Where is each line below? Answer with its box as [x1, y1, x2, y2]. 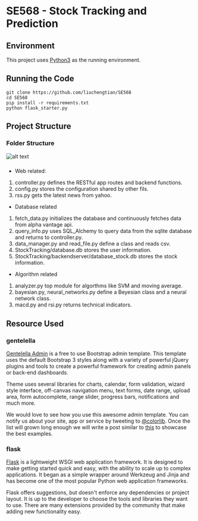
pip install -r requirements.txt [6, 100, 89, 106]
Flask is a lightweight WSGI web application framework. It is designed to [6, 458, 183, 466]
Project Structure [6, 121, 71, 132]
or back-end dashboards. [6, 369, 68, 376]
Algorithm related [14, 271, 58, 278]
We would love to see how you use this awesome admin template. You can [6, 411, 189, 418]
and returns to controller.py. [14, 234, 83, 241]
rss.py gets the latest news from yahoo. [14, 192, 112, 199]
